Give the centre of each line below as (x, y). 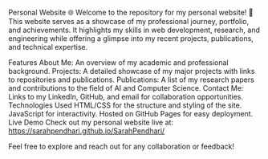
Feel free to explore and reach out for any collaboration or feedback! (122, 146)
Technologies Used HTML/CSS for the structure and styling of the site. (125, 105)
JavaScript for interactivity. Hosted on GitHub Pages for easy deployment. (131, 114)
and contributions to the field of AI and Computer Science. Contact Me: (126, 88)
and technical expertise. (48, 47)
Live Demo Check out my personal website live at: (91, 122)
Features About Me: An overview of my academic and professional (118, 63)
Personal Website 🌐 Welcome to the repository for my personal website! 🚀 (131, 12)
